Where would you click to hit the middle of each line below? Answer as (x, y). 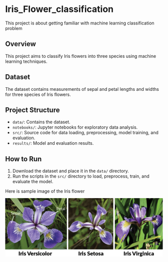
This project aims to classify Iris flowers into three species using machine (81, 56)
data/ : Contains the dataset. (41, 122)
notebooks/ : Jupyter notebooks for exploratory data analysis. (75, 127)
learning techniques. (26, 61)
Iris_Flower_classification (59, 9)
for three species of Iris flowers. (38, 94)
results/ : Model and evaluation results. (53, 143)
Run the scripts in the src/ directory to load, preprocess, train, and (81, 176)
